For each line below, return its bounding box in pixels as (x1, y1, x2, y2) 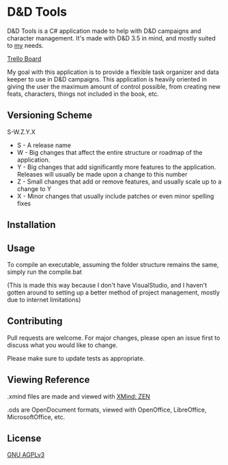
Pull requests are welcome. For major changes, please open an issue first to (7, 334, 220, 342)
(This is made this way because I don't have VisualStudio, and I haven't (7, 281, 208, 289)
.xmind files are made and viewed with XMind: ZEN (7, 392, 150, 401)
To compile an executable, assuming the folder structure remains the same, (7, 260, 219, 268)
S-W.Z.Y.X (7, 127, 36, 136)
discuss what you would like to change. (7, 340, 118, 349)
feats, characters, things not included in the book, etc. (7, 90, 159, 98)
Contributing (7, 316, 63, 327)
